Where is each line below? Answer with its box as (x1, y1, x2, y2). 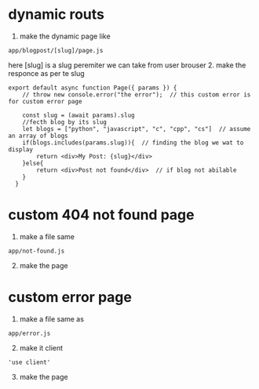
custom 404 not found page (8, 206, 195, 224)
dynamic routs (8, 5, 104, 24)
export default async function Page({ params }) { (8, 84, 177, 92)
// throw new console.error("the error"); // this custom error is (22, 90, 251, 99)
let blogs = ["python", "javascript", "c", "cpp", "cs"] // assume (22, 125, 251, 133)
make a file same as (19, 314, 85, 323)
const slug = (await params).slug (22, 111, 135, 119)
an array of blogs (8, 132, 68, 140)
